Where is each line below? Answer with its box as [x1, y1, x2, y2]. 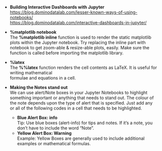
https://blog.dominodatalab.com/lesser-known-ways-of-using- [9, 9, 137, 15]
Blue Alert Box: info [17, 115, 58, 120]
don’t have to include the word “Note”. [17, 125, 94, 131]
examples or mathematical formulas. [17, 141, 91, 146]
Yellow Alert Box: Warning [17, 130, 72, 136]
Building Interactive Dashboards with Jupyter [9, 4, 105, 10]
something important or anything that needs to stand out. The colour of [9, 95, 154, 101]
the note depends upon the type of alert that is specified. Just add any [9, 100, 153, 106]
